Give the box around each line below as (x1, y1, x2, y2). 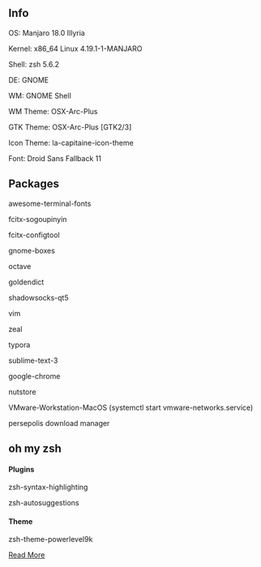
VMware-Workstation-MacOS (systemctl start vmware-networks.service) (8, 403, 254, 412)
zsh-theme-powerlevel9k (8, 535, 93, 544)
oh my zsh (8, 441, 62, 456)
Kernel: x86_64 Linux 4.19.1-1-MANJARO (8, 44, 143, 53)
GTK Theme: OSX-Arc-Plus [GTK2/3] (8, 122, 132, 132)
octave (8, 261, 32, 271)
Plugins (8, 464, 35, 474)
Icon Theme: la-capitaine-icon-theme (8, 138, 134, 147)
